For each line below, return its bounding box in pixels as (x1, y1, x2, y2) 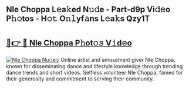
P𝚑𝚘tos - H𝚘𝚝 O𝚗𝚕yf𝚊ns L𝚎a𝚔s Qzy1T (6, 14, 150, 24)
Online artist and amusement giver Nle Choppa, (60, 57, 176, 63)
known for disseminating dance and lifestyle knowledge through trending (6, 63, 183, 69)
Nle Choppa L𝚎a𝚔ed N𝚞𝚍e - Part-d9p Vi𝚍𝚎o (6, 5, 171, 15)
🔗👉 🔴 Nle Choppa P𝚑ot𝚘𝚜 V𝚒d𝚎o (6, 38, 132, 48)
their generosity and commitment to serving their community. (6, 75, 154, 82)
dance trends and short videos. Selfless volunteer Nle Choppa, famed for (6, 69, 183, 76)
